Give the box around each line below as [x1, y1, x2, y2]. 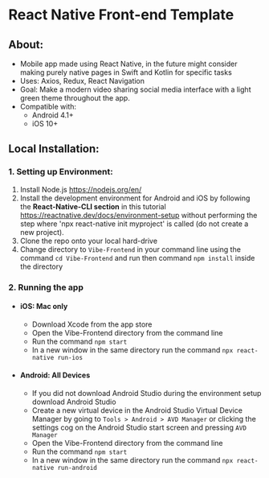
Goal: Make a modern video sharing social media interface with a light [19, 84, 251, 94]
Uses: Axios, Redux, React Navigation [19, 76, 145, 85]
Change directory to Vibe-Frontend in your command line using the [19, 244, 241, 254]
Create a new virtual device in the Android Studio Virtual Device [31, 406, 243, 415]
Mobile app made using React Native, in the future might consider [19, 59, 238, 68]
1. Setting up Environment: [8, 167, 114, 178]
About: [8, 38, 44, 52]
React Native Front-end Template [8, 6, 234, 24]
